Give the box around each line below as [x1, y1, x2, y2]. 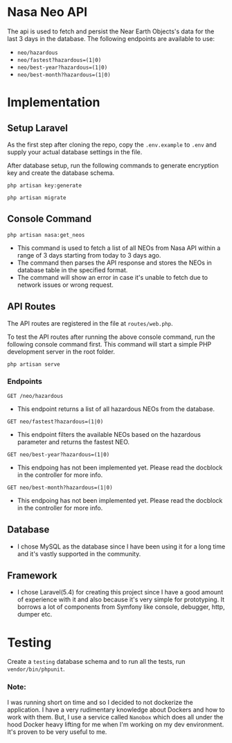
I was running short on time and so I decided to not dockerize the [7, 698, 193, 706]
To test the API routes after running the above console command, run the [7, 333, 215, 341]
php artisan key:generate [7, 182, 82, 189]
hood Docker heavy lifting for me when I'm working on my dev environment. [7, 720, 224, 728]
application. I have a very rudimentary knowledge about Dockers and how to [7, 706, 225, 714]
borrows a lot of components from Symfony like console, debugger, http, [17, 603, 225, 611]
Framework [7, 570, 57, 582]
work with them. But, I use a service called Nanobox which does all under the [7, 712, 224, 721]
